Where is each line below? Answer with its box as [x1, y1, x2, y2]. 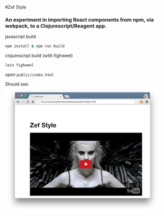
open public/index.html [5, 72, 55, 78]
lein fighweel [5, 63, 34, 68]
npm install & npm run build [5, 44, 65, 49]
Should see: [5, 81, 29, 87]
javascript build [5, 34, 36, 40]
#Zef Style [5, 4, 27, 10]
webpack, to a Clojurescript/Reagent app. [5, 22, 107, 29]
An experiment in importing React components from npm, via [5, 16, 154, 23]
